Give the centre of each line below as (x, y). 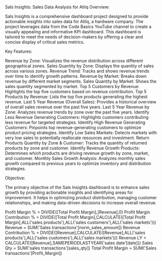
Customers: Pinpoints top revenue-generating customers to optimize (73, 127)
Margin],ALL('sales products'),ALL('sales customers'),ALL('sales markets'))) (81, 222)
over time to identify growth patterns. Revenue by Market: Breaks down (76, 76)
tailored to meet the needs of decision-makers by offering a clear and (74, 37)
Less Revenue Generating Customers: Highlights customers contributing (77, 117)
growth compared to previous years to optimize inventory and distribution (78, 163)
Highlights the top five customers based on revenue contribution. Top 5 (76, 92)
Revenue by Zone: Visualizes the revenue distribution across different (74, 61)
